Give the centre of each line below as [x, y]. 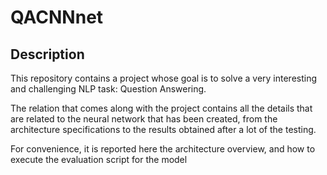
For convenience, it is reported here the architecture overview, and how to [163, 149]
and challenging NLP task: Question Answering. [108, 89]
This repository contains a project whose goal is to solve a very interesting [164, 78]
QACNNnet [57, 17]
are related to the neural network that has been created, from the [144, 119]
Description [47, 54]
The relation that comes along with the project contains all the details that [161, 108]
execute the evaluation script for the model [99, 159]
